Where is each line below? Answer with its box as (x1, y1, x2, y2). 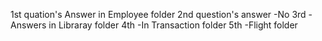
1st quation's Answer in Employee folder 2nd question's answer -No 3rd (10, 9, 307, 20)
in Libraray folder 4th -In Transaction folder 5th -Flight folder (48, 19, 298, 31)
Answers (10, 19, 47, 31)
